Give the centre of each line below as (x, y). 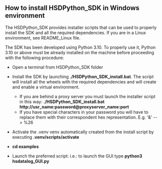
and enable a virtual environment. (46, 87)
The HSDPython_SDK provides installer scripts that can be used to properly (81, 27)
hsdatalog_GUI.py (31, 161)
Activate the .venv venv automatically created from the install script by (83, 132)
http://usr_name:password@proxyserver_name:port (74, 106)
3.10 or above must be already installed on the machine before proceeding (80, 52)
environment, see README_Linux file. (43, 38)
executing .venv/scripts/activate (46, 137)
